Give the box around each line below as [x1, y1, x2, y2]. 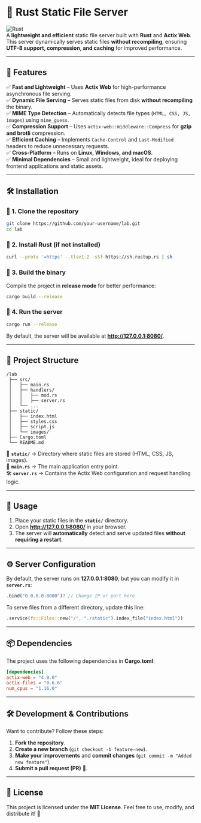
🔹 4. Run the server [6, 308, 63, 316]
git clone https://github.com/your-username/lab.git [6, 221, 141, 227]
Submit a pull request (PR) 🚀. [14, 765, 88, 772]
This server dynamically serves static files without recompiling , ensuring [6, 38, 187, 45]
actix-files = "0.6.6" [6, 680, 63, 686]
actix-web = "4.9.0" [6, 674, 58, 680]
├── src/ [8, 376, 31, 383]
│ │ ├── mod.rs [8, 392, 58, 398]
